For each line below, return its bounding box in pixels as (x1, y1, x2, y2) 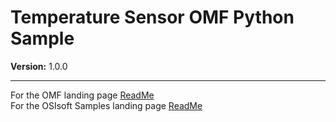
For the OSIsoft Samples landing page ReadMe (10, 99, 203, 111)
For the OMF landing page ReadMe (10, 89, 155, 101)
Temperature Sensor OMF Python (10, 6, 295, 29)
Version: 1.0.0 (10, 60, 68, 72)
